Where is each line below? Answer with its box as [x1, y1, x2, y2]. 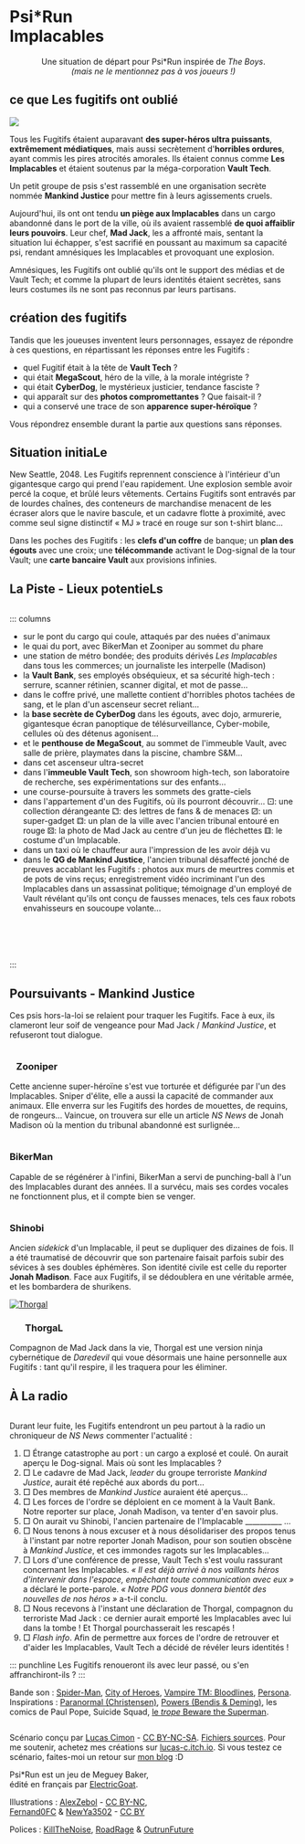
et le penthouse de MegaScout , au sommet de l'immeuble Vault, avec [22, 738, 288, 749]
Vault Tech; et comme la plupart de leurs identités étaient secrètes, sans [9, 274, 281, 285]
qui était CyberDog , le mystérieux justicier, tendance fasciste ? [22, 381, 260, 392]
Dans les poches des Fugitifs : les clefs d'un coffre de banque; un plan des [9, 535, 294, 546]
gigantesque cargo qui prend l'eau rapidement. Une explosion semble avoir [9, 479, 293, 490]
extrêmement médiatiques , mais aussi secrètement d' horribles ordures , [9, 143, 285, 154]
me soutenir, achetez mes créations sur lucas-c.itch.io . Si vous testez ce [9, 1742, 282, 1753]
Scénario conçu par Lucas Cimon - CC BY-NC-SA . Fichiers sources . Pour [9, 1733, 286, 1743]
